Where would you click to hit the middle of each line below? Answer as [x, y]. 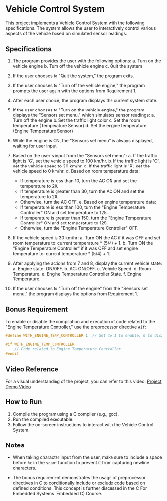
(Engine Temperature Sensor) [43, 131]
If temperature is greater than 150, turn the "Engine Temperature [86, 218]
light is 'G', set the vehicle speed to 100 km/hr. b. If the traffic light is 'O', [86, 161]
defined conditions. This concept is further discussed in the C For [80, 488]
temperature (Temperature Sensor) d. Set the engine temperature [80, 125]
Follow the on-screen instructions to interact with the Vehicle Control [83, 424]
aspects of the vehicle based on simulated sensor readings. [67, 33]
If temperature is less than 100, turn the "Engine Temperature [83, 207]
